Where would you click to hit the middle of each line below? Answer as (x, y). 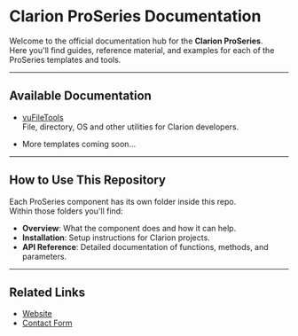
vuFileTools (43, 117)
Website (37, 314)
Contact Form (47, 323)
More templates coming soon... (78, 144)
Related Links (47, 292)
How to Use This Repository (88, 180)
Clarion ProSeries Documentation (135, 16)
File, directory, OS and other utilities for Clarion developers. (130, 127)
